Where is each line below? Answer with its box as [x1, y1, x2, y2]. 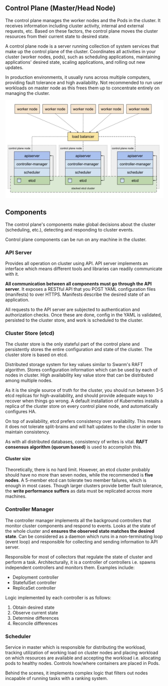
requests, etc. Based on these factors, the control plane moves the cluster [5, 28, 158, 34]
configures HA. [5, 409, 37, 415]
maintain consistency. [5, 429, 50, 435]
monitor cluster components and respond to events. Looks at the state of [5, 522, 156, 529]
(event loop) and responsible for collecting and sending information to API [5, 538, 158, 544]
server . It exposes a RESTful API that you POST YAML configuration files [5, 286, 156, 292]
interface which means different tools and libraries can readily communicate [5, 266, 163, 272]
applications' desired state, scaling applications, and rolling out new [5, 59, 145, 65]
